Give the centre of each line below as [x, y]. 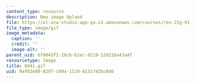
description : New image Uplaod [44, 17]
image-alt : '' [28, 50]
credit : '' [25, 44]
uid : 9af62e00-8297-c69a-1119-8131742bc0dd [60, 71]
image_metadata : [26, 33]
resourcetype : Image [31, 60]
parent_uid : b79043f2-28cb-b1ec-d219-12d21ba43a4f [69, 55]
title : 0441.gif [26, 66]
